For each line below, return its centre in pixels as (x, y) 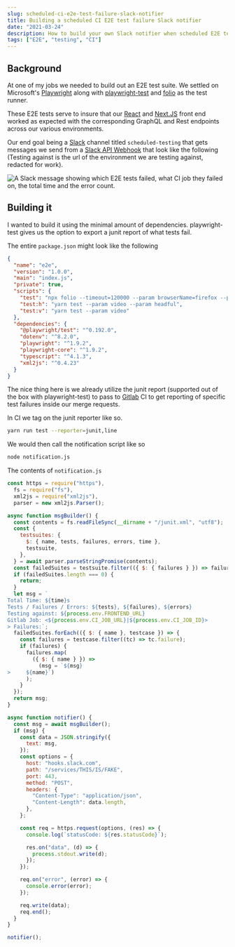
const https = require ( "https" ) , (56, 484)
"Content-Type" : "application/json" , (87, 796)
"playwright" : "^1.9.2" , (56, 344)
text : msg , (42, 744)
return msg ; (31, 698)
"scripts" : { (33, 291)
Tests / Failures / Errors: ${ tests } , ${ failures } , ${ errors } (100, 607)
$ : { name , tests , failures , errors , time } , (93, 542)
